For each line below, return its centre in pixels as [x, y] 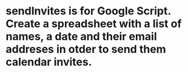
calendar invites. [49, 62]
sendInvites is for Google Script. [88, 11]
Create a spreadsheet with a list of [94, 24]
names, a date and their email [81, 37]
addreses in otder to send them [86, 49]
